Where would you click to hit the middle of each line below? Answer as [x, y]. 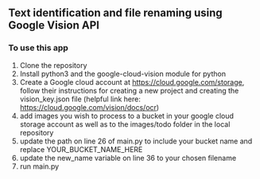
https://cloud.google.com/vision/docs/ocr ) [89, 107]
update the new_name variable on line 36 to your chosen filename [128, 158]
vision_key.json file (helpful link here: [80, 99]
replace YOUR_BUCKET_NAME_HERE [81, 149]
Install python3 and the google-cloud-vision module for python [123, 74]
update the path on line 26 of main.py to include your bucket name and [136, 141]
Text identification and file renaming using [115, 13]
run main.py [39, 166]
